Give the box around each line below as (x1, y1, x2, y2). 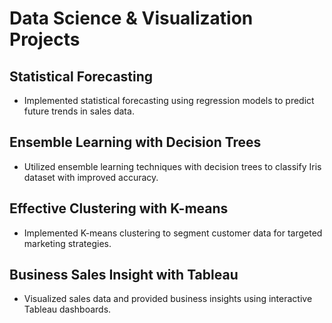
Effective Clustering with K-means (9, 200, 229, 217)
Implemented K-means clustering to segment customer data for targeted (23, 227, 323, 239)
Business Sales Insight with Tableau (9, 267, 239, 284)
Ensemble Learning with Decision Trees (9, 134, 262, 151)
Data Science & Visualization (9, 7, 254, 30)
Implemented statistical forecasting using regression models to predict (23, 95, 315, 106)
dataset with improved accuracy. (23, 171, 159, 183)
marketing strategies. (23, 237, 112, 249)
